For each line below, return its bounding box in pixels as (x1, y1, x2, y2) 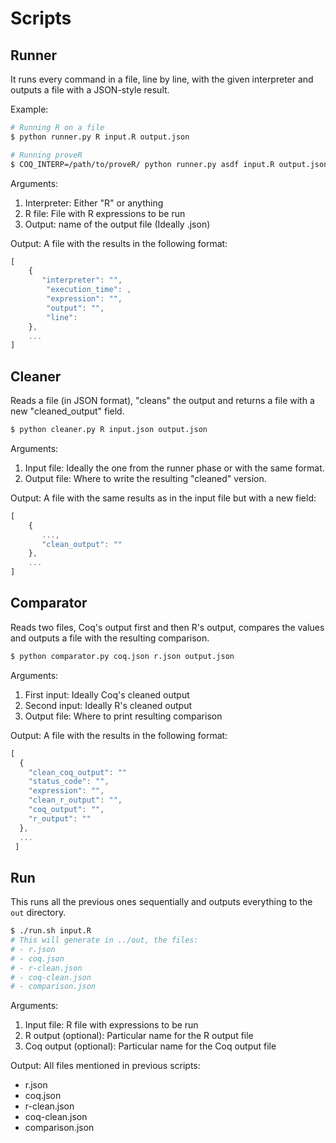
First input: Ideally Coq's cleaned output (24, 688, 190, 701)
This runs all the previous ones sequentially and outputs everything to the (10, 896, 313, 908)
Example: (10, 103, 49, 115)
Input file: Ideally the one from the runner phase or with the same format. (24, 462, 325, 474)
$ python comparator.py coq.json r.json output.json (10, 651, 235, 661)
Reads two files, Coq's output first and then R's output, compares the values (10, 621, 325, 633)
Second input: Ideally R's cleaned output (24, 699, 193, 711)
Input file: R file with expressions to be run (24, 1019, 199, 1031)
